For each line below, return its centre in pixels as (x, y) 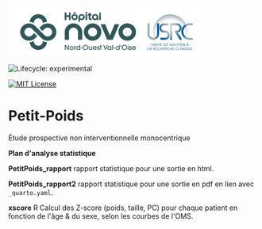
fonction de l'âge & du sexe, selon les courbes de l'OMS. (101, 216)
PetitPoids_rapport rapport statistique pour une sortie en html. (111, 168)
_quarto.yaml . (31, 192)
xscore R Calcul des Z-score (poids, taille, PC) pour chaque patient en (123, 208)
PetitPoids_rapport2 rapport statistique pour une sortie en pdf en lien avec (131, 184)
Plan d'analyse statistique (52, 153)
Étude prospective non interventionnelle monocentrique (99, 138)
